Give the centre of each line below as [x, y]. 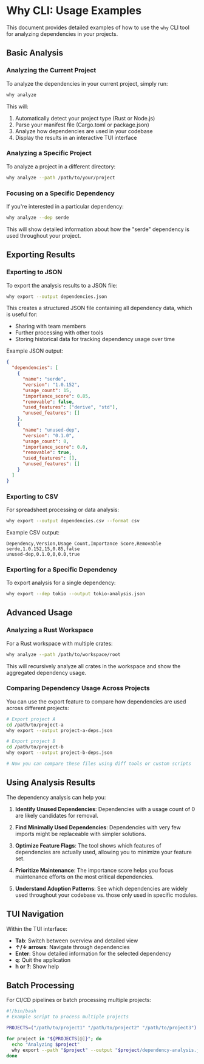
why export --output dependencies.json [57, 296]
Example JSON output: [35, 351]
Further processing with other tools [59, 333]
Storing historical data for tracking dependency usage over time [95, 339]
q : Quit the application [43, 960]
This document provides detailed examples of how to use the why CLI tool [98, 27]
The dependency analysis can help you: [56, 797]
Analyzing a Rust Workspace [50, 630]
